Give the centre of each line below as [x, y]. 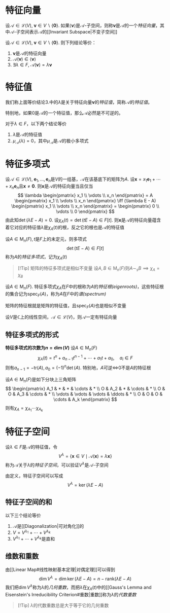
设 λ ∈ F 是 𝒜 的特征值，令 [31, 447]
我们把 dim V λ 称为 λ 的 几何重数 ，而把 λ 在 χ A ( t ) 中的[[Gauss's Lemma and [78, 587]
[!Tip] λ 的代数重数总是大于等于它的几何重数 [63, 605]
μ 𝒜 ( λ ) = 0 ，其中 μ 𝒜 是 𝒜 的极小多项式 [50, 141]
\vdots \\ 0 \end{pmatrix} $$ [85, 211]
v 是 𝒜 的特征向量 [29, 53]
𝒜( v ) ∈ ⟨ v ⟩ [24, 59]
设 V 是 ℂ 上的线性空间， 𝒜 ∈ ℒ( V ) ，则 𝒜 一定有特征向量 [61, 317]
